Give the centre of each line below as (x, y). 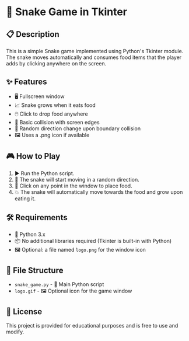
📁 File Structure (35, 270)
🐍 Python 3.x (30, 234)
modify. (15, 332)
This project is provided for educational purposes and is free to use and (92, 326)
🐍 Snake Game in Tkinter (66, 12)
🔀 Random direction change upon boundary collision (78, 128)
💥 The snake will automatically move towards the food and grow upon (99, 192)
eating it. (25, 199)
